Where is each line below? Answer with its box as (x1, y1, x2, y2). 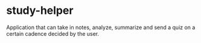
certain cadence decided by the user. (6, 30, 100, 37)
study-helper (6, 4, 74, 18)
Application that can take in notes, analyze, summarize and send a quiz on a (6, 24, 196, 31)
